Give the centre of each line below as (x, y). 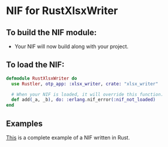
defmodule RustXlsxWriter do (42, 78)
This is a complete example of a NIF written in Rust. (68, 138)
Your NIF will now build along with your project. (71, 46)
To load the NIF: (35, 65)
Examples (24, 123)
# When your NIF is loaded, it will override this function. (88, 94)
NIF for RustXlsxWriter (62, 11)
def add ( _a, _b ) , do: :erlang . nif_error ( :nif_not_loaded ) (84, 100)
